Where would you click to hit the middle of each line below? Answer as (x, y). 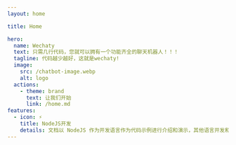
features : (22, 111)
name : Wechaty (34, 46)
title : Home (25, 26)
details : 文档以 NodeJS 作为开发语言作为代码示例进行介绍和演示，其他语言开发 (123, 130)
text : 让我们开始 (48, 98)
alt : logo (34, 78)
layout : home (26, 14)
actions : (26, 85)
